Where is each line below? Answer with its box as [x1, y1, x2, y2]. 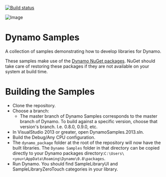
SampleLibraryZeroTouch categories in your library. [12, 166, 118, 172]
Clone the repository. [12, 102, 56, 108]
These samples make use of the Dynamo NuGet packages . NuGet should [5, 58, 156, 64]
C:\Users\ [104, 151, 125, 156]
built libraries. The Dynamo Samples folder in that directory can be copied [12, 145, 160, 151]
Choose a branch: [12, 108, 49, 114]
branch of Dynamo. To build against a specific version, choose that [19, 118, 158, 124]
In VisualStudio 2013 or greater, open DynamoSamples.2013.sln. [12, 129, 145, 135]
